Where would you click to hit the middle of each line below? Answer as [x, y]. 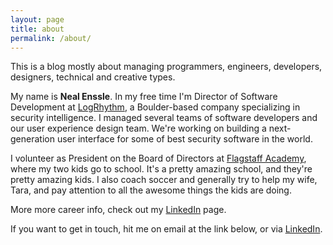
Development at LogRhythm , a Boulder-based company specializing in [155, 107]
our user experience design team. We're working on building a [138, 128]
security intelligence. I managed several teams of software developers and [164, 118]
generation [32, 139]
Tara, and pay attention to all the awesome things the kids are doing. [151, 190]
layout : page [37, 19]
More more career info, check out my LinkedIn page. [118, 210]
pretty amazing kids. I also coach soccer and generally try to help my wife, [164, 180]
